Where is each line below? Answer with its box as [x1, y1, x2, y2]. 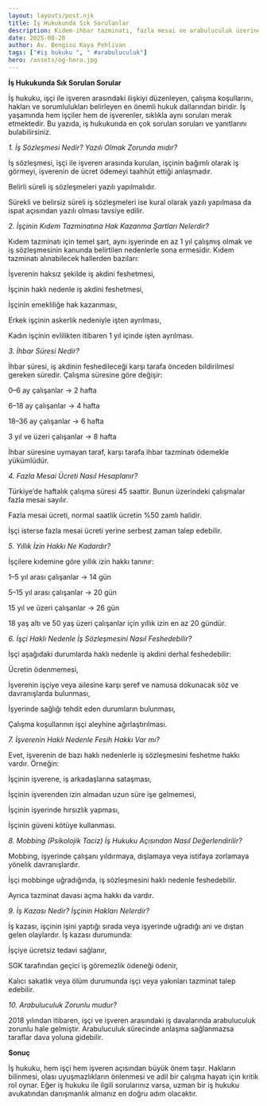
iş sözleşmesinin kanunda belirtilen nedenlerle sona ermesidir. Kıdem [8, 244, 234, 255]
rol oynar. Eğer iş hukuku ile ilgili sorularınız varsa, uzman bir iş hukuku [8, 1080, 240, 1089]
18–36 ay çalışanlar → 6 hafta [8, 416, 105, 426]
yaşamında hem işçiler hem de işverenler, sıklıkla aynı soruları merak [8, 110, 232, 119]
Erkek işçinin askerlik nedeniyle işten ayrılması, [8, 315, 162, 325]
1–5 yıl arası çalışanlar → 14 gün [8, 572, 112, 581]
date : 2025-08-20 [8, 33, 66, 42]
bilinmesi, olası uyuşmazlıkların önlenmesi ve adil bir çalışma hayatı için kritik [8, 1072, 259, 1081]
